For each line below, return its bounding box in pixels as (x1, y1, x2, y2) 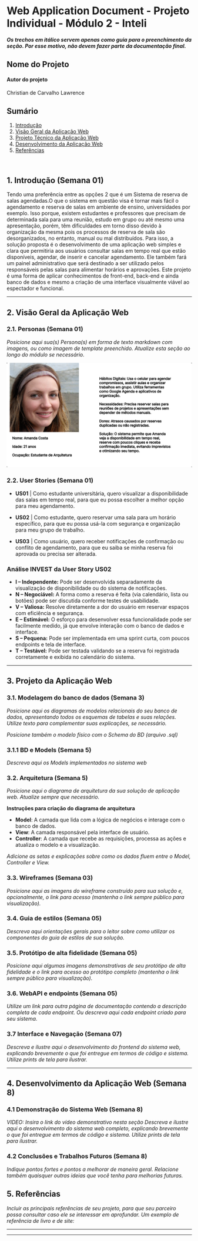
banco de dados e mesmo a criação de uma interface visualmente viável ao (6, 279, 190, 286)
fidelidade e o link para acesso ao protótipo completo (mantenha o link (6, 968, 179, 976)
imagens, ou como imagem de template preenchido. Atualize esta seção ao (6, 345, 190, 352)
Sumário (6, 106, 39, 116)
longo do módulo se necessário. (6, 351, 85, 358)
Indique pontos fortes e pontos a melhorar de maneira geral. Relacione (6, 1166, 179, 1173)
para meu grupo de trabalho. (15, 526, 85, 533)
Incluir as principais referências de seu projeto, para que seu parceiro (6, 1204, 176, 1212)
